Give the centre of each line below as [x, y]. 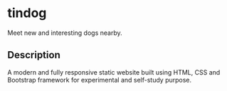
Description [34, 55]
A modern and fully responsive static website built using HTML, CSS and [114, 72]
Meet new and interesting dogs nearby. [65, 33]
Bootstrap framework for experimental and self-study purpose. [100, 80]
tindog [27, 13]
